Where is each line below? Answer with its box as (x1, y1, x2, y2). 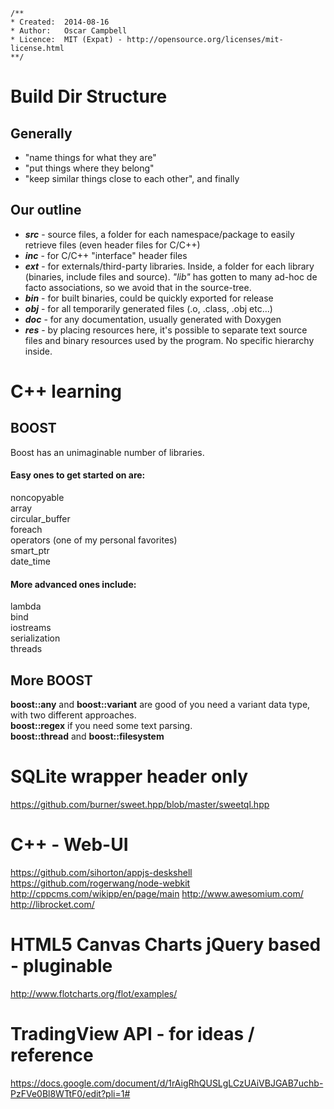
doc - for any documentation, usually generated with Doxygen (24, 313, 282, 325)
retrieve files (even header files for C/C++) (24, 239, 201, 251)
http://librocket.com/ (10, 898, 95, 910)
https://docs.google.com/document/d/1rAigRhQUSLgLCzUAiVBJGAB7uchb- (10, 1077, 324, 1089)
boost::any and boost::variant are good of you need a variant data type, (10, 699, 311, 711)
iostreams (10, 622, 52, 634)
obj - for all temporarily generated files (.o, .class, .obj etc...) (24, 302, 273, 314)
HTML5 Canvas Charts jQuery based (10, 934, 322, 956)
